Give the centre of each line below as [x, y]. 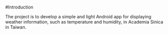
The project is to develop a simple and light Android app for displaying [78, 17]
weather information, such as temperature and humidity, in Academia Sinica [84, 22]
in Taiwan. [16, 27]
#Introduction [19, 7]
